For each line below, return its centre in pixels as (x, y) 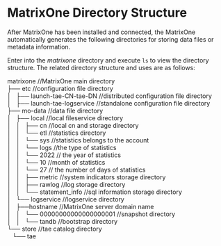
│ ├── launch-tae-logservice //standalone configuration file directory (109, 103)
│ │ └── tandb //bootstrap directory (63, 221)
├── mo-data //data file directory (55, 110)
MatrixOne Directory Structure (97, 13)
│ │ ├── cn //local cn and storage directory (73, 125)
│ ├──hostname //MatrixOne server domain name (81, 206)
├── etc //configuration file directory (60, 88)
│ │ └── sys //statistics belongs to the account (78, 140)
